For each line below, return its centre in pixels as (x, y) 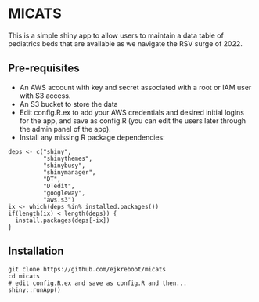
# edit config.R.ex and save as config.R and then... (98, 283)
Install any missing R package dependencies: (92, 137)
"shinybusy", (64, 166)
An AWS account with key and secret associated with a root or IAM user (135, 87)
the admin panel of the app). (65, 129)
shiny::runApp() (34, 290)
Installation (36, 251)
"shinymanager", (69, 172)
